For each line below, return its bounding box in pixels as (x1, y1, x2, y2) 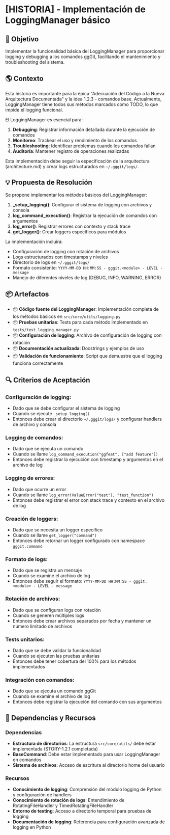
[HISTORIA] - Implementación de (5, 4, 146, 15)
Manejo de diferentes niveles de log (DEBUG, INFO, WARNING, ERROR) (12, 274, 161, 281)
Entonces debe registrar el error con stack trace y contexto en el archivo (12, 497, 165, 503)
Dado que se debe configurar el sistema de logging (12, 405, 120, 411)
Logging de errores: (5, 475, 55, 482)
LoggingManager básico (5, 14, 111, 26)
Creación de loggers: (5, 515, 58, 522)
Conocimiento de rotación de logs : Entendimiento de (12, 797, 125, 803)
